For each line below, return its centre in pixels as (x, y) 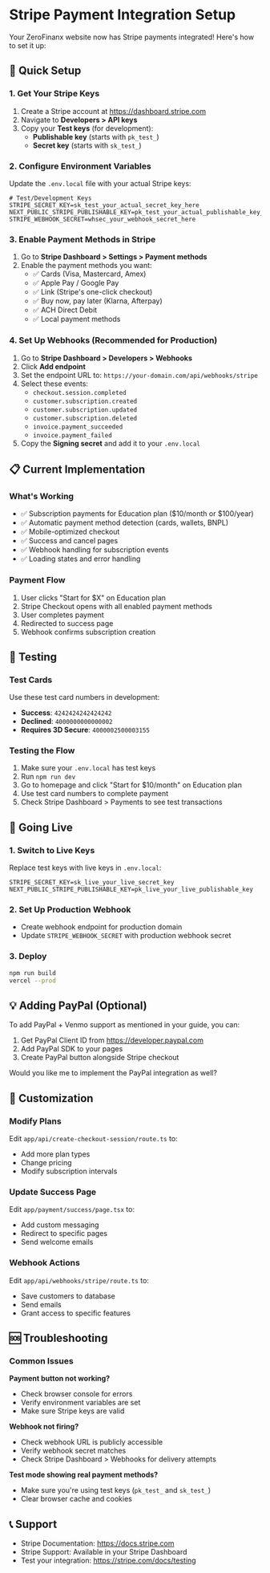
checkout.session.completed (79, 392)
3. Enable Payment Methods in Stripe (83, 239)
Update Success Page (53, 1192)
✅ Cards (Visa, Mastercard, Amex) (89, 274)
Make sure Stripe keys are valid (73, 1411)
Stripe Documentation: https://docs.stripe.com (97, 1543)
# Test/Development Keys (50, 198)
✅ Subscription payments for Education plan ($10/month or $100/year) (137, 514)
